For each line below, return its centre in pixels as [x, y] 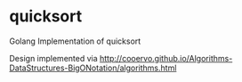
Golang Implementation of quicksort [75, 41]
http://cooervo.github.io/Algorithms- [166, 58]
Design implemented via [53, 58]
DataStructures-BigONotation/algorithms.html [93, 68]
